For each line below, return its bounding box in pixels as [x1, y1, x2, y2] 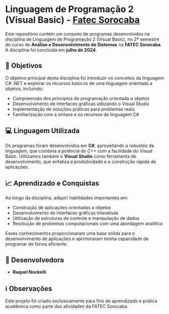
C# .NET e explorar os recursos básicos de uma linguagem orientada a [5, 80, 153, 86]
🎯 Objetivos [5, 61, 42, 70]
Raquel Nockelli [12, 269, 46, 275]
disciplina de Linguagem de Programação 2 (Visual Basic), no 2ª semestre [5, 36, 160, 42]
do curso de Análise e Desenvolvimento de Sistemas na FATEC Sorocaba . [5, 41, 162, 47]
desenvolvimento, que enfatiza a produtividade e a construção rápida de [5, 159, 156, 165]
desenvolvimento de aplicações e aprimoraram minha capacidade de [5, 235, 149, 242]
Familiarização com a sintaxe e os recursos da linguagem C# [12, 111, 139, 117]
